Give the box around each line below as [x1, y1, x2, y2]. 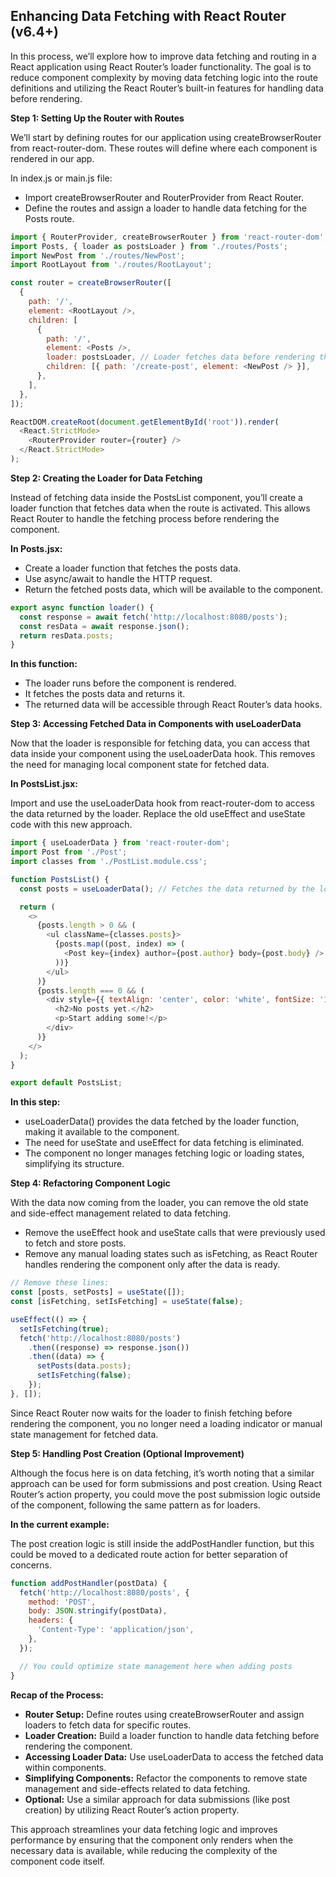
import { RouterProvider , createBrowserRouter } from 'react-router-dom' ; [10, 232, 329, 242]
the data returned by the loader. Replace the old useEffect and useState [10, 808, 306, 820]
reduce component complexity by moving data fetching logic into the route [10, 71, 318, 83]
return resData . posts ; [19, 630, 114, 641]
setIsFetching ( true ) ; [19, 1324, 110, 1334]
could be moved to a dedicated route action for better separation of [10, 1548, 288, 1560]
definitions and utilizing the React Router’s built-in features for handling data [10, 82, 324, 94]
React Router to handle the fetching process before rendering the [10, 512, 280, 524]
